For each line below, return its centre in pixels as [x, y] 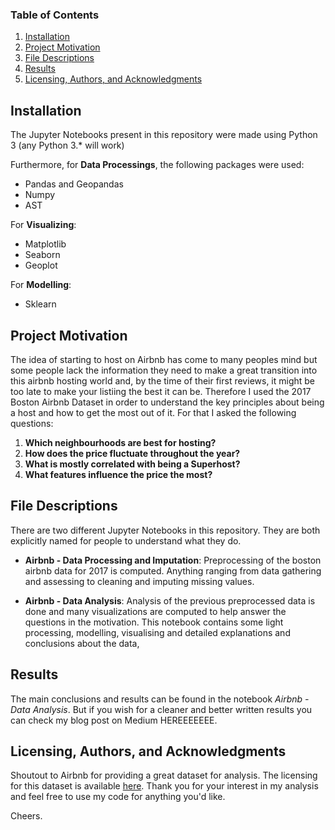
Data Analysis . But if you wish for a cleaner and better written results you [161, 709]
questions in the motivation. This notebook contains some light [154, 622]
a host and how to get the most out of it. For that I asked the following [153, 412]
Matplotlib [45, 244]
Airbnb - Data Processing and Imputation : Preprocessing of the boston [173, 560]
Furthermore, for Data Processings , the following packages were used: [157, 165]
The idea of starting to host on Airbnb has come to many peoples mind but [164, 359]
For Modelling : [41, 285]
